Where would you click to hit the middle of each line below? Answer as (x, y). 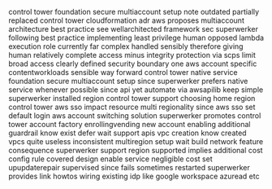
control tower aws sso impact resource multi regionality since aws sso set (132, 107)
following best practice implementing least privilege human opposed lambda (136, 37)
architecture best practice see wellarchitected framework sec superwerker (133, 29)
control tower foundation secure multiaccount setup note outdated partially (134, 12)
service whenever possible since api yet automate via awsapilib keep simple (136, 90)
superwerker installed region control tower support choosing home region (132, 98)
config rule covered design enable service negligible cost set (110, 159)
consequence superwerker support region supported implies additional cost (136, 150)
